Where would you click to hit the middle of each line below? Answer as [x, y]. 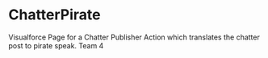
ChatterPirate [54, 15]
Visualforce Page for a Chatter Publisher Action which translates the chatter [134, 37]
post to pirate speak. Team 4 [56, 45]
